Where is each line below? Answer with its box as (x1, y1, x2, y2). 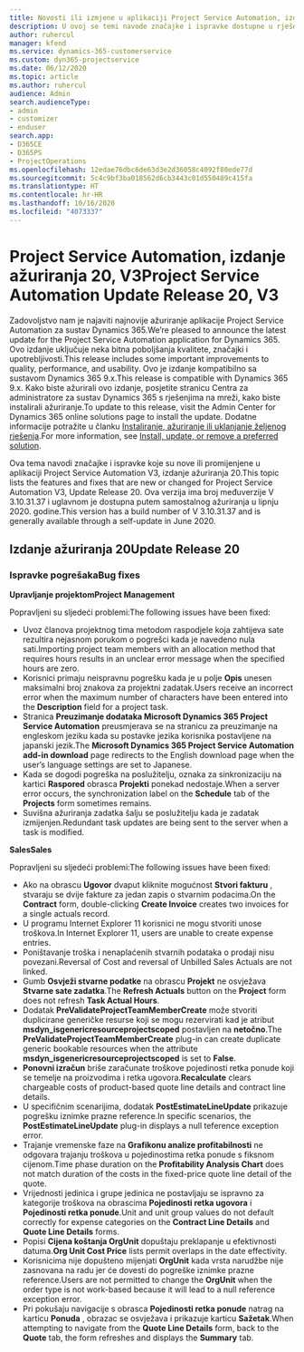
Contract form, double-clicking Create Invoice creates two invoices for (22, 899, 290, 909)
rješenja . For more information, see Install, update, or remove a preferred (9, 430, 279, 441)
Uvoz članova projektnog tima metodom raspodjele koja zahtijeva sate (22, 625, 285, 636)
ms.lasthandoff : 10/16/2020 (9, 199, 116, 209)
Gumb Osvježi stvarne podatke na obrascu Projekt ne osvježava (22, 976, 267, 987)
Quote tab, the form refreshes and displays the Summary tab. (22, 1332, 254, 1343)
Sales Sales (9, 844, 52, 855)
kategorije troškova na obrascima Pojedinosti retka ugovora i (22, 1198, 252, 1209)
